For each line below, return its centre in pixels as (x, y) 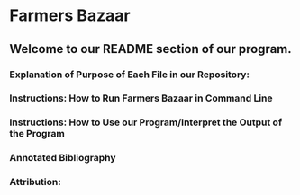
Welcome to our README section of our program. (151, 49)
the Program (37, 134)
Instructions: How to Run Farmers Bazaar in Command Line (141, 98)
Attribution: (35, 182)
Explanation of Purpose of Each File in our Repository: (130, 75)
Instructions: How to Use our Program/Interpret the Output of (145, 122)
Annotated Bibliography (63, 158)
